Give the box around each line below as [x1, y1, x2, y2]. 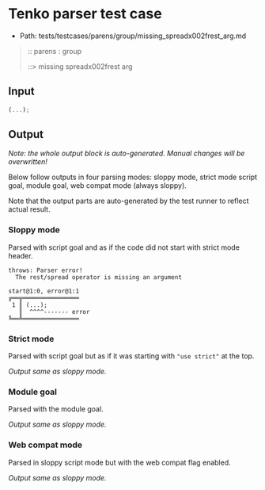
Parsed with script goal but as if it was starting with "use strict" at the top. [8, 351, 255, 361]
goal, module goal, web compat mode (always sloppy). [8, 181, 187, 190]
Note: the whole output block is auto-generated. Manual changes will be [8, 148, 245, 159]
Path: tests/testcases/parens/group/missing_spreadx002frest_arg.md [19, 31, 247, 40]
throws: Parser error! [8, 266, 83, 274]
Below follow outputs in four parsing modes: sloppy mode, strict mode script [8, 172, 258, 182]
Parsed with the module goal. [8, 404, 104, 414]
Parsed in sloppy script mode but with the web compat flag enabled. [8, 457, 231, 467]
